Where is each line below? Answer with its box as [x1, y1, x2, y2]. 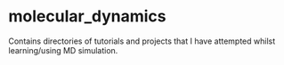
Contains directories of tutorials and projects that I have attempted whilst [8, 36, 276, 46]
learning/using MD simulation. [8, 45, 118, 55]
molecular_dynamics [8, 6, 166, 27]
